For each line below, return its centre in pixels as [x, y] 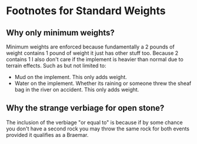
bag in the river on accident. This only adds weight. [77, 89]
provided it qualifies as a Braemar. [47, 135]
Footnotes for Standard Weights [86, 11]
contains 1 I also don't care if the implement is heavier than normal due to [95, 59]
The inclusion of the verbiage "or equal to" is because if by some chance [95, 122]
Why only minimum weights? [60, 33]
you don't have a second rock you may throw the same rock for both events [98, 129]
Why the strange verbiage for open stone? [85, 108]
